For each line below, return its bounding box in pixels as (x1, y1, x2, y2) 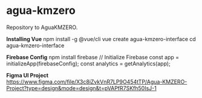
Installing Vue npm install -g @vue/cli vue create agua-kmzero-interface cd (6, 35, 197, 42)
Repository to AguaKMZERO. (6, 24, 78, 31)
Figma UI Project (6, 71, 49, 79)
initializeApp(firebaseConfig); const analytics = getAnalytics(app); (6, 60, 171, 67)
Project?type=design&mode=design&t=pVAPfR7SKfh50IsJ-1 (6, 84, 157, 91)
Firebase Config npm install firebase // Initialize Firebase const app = (6, 53, 180, 60)
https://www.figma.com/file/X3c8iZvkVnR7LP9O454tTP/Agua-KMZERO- (6, 78, 187, 85)
